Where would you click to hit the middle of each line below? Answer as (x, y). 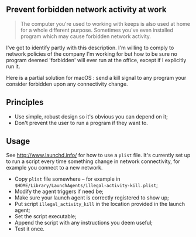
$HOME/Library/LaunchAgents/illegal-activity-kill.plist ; (86, 185)
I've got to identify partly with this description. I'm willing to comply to (90, 48)
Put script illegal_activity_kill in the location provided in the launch (100, 204)
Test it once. (30, 229)
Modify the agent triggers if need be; (59, 192)
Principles (25, 102)
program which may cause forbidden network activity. (85, 36)
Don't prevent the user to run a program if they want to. (81, 123)
